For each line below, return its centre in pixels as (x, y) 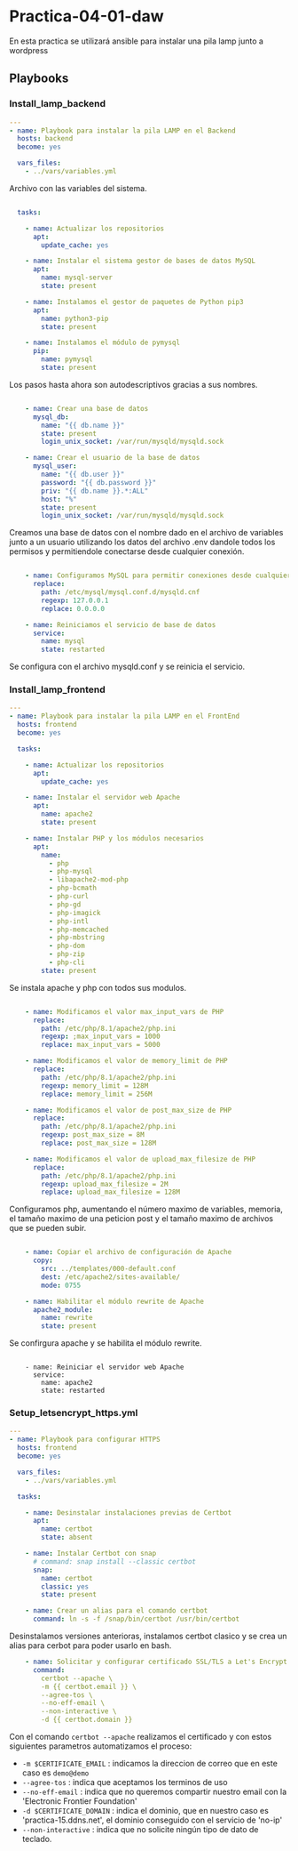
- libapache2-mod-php (88, 880)
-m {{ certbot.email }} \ (89, 1686)
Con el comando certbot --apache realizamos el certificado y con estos (141, 1737)
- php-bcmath (73, 888)
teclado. (37, 1839)
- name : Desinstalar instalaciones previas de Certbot (129, 1513)
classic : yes (65, 1586)
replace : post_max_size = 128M (99, 1143)
